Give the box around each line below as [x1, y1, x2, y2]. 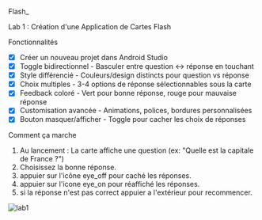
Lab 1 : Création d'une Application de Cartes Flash [8, 22, 172, 31]
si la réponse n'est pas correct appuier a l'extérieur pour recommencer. [19, 188, 253, 197]
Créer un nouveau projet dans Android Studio [19, 53, 169, 62]
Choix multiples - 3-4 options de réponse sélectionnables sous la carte [19, 79, 252, 89]
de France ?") [19, 154, 65, 164]
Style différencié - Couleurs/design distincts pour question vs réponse [19, 70, 249, 80]
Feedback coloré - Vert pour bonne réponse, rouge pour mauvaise [19, 89, 237, 98]
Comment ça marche [8, 131, 77, 140]
